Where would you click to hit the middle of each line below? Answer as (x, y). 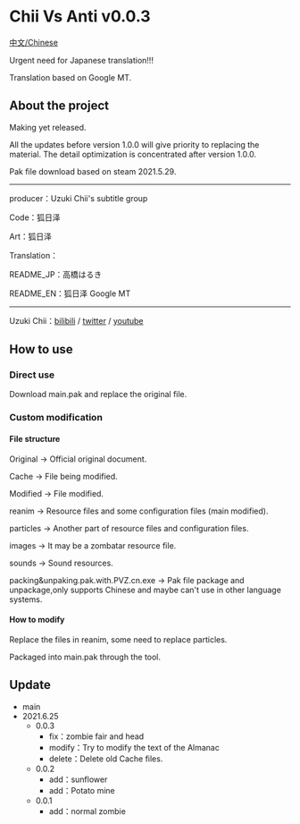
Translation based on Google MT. (71, 77)
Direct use (32, 375)
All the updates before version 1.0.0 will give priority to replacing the (134, 144)
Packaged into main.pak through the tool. (85, 657)
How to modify (37, 620)
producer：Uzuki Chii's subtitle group (79, 198)
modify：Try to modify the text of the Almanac (134, 747)
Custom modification (56, 418)
